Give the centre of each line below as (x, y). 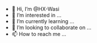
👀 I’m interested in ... (36, 15)
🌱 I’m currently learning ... (43, 21)
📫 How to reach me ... (39, 34)
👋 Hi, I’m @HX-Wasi (36, 9)
